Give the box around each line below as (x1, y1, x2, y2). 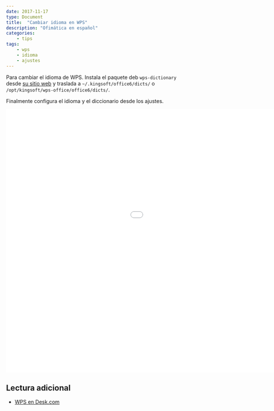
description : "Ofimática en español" (6, 25, 98, 31)
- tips (16, 36, 33, 42)
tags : (6, 42, 19, 47)
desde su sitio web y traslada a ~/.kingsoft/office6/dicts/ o (6, 80, 155, 87)
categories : (6, 30, 35, 36)
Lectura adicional (6, 383, 71, 393)
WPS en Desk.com (14, 399, 60, 406)
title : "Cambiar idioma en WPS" (6, 19, 88, 25)
